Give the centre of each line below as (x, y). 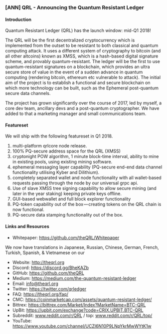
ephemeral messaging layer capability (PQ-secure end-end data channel (87, 167)
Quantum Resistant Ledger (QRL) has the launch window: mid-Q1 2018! (78, 30)
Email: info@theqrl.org (35, 283)
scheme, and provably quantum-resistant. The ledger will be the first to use (83, 61)
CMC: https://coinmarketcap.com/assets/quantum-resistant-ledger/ (82, 299)
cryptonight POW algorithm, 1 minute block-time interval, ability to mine (85, 156)
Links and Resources (27, 226)
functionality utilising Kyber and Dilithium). (56, 172)
